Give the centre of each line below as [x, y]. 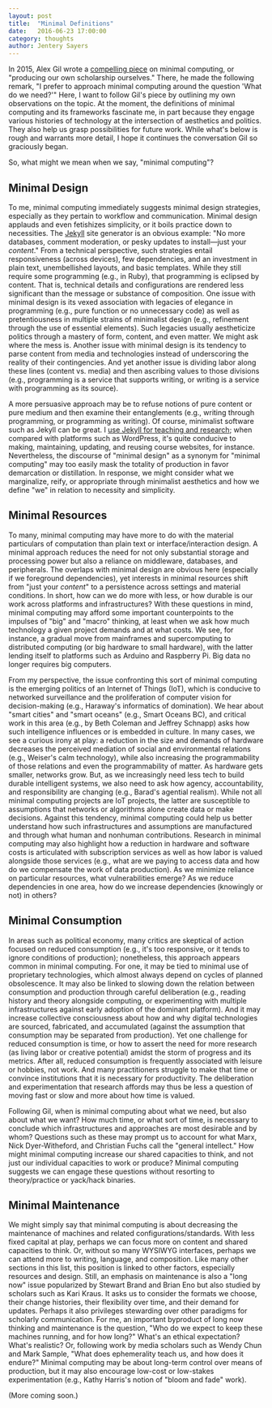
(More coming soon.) [43, 1396]
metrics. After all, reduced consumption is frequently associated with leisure [136, 1061]
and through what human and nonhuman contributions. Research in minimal [135, 835]
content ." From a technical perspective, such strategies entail [110, 250]
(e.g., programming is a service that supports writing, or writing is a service [134, 379]
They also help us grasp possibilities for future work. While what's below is [133, 130]
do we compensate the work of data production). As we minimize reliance [132, 869]
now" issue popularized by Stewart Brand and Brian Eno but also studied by [134, 1285]
